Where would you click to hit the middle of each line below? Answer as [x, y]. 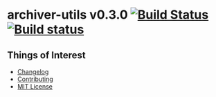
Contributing [35, 79]
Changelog [33, 72]
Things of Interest [47, 55]
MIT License [35, 86]
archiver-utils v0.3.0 [67, 15]
